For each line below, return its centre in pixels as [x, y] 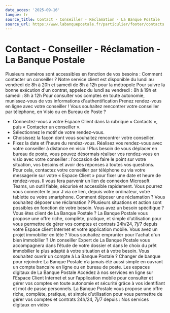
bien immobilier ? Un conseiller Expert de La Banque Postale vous [81, 240]
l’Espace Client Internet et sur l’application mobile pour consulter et [83, 278]
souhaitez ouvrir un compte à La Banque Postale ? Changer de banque [87, 256]
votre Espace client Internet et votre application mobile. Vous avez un [85, 229]
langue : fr [17, 15]
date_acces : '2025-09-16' [32, 10]
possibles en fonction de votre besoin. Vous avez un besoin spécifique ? [88, 208]
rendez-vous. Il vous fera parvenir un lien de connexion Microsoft [81, 181]
